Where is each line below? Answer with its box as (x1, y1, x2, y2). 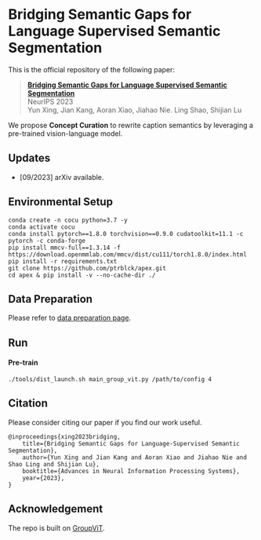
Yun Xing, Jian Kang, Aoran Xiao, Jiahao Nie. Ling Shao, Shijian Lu (27, 105, 242, 115)
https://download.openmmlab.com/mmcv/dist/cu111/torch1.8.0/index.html (8, 250, 247, 259)
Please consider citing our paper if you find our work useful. (8, 417, 202, 427)
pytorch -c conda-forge (8, 237, 86, 244)
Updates (8, 152, 51, 165)
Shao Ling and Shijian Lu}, (8, 460, 100, 468)
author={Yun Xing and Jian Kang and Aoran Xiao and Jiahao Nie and (22, 454, 247, 461)
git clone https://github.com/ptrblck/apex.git (8, 264, 167, 272)
